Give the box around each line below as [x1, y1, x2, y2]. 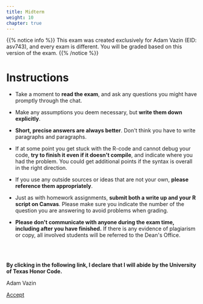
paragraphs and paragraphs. [15, 134, 87, 141]
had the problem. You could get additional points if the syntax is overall [15, 158, 193, 165]
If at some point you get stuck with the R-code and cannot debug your [15, 145, 191, 152]
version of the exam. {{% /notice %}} [6, 50, 99, 57]
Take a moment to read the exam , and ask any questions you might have [15, 91, 197, 98]
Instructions [6, 71, 69, 85]
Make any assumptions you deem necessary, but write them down [15, 109, 183, 116]
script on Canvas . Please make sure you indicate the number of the [15, 201, 185, 208]
